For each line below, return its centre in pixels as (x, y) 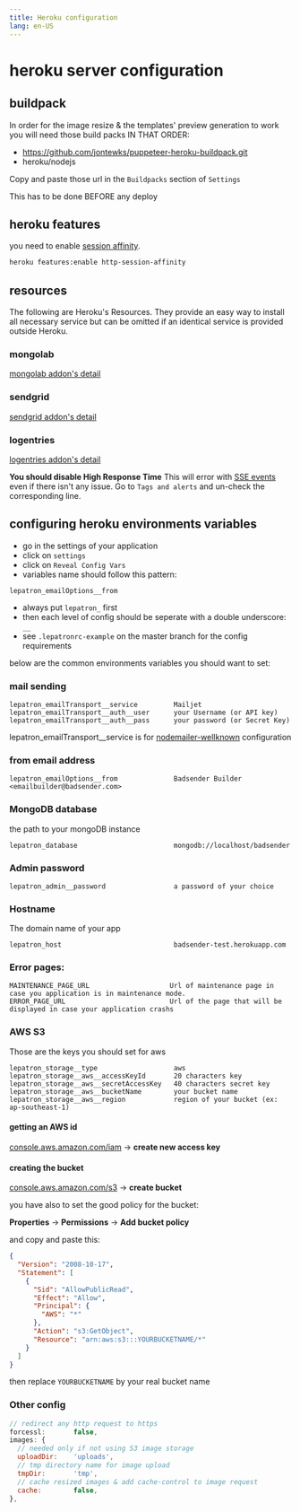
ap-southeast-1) (39, 1107)
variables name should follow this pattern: (99, 574)
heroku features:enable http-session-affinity (98, 262)
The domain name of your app (65, 929)
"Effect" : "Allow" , (69, 1298)
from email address (52, 760)
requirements (47, 645)
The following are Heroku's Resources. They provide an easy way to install (147, 312)
